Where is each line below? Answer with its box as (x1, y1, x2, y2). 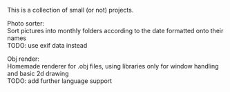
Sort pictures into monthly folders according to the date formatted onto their (7, 27, 224, 35)
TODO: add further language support (7, 77, 113, 85)
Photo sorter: (7, 19, 45, 27)
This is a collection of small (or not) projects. (7, 6, 134, 14)
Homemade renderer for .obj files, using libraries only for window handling (7, 62, 219, 70)
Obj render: (7, 55, 40, 63)
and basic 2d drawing (7, 69, 69, 77)
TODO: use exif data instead (7, 42, 88, 49)
